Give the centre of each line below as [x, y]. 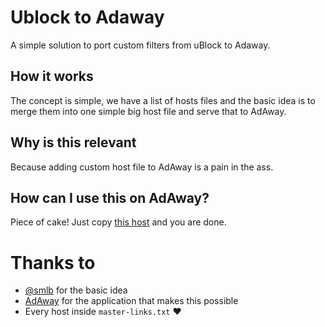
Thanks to [53, 262]
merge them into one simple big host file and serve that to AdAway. [148, 111]
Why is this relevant [73, 142]
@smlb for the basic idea [76, 290]
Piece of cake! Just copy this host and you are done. [118, 222]
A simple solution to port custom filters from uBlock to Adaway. [140, 45]
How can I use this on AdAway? [110, 197]
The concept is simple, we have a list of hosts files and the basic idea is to [163, 100]
